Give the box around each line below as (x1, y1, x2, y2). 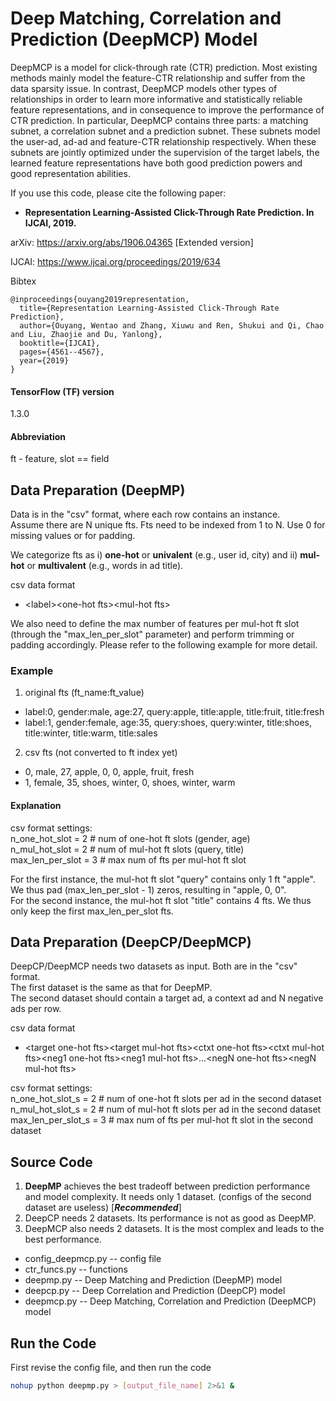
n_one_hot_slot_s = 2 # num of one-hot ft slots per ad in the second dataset (10, 1093, 322, 1105)
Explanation (10, 800, 62, 812)
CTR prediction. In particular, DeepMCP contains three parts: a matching (10, 114, 309, 126)
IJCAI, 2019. (24, 217, 77, 229)
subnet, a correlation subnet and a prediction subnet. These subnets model (10, 125, 321, 137)
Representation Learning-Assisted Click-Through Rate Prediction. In (24, 206, 315, 218)
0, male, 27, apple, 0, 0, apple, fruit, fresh (24, 766, 195, 778)
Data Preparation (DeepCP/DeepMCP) (10, 934, 252, 951)
